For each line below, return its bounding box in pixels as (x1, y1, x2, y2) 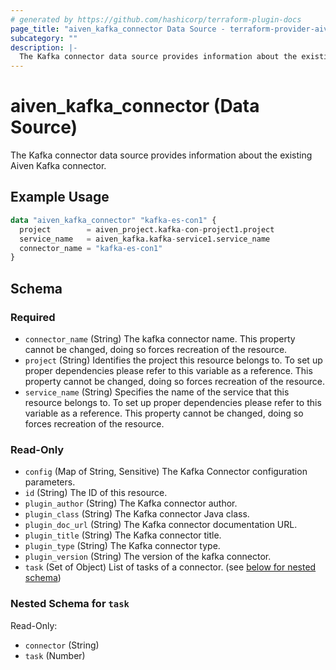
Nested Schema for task (10, 597, 130, 611)
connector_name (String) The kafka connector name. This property (24, 332, 296, 345)
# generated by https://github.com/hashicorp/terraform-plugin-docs (10, 14, 302, 25)
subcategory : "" (10, 33, 78, 43)
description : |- (10, 42, 78, 53)
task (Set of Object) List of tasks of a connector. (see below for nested (24, 561, 317, 573)
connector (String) (24, 639, 100, 651)
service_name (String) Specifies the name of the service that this (24, 386, 290, 398)
